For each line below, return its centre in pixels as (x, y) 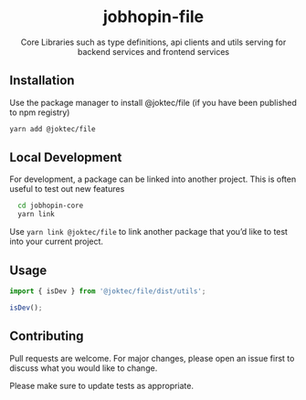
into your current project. (56, 242)
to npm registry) (40, 112)
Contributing (47, 337)
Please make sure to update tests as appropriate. (102, 385)
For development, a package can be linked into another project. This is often (153, 179)
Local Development (66, 158)
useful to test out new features (67, 189)
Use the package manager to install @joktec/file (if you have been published (153, 102)
